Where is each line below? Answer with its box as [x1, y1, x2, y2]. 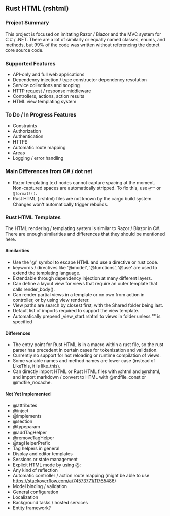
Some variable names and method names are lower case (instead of [12, 358, 155, 364]
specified [12, 319, 32, 325]
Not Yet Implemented [5, 391, 51, 397]
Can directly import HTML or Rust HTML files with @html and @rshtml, [12, 368, 161, 375]
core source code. [5, 47, 44, 53]
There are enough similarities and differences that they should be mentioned [5, 231, 165, 237]
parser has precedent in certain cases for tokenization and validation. [12, 347, 158, 353]
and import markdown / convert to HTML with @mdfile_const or [12, 374, 146, 380]
